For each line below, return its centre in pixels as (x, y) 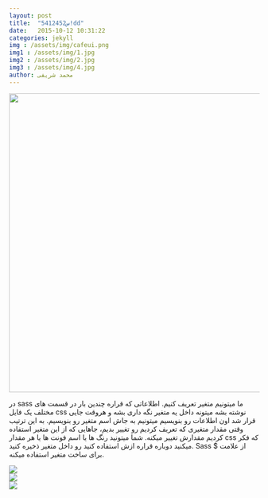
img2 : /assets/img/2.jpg (52, 61)
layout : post (31, 16)
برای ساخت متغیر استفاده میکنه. (57, 454)
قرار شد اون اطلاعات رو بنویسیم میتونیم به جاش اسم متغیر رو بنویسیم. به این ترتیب (132, 420)
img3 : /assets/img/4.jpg (52, 68)
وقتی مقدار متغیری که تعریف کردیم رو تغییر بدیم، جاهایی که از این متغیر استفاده (126, 429)
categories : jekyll (41, 38)
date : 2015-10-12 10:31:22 (57, 30)
